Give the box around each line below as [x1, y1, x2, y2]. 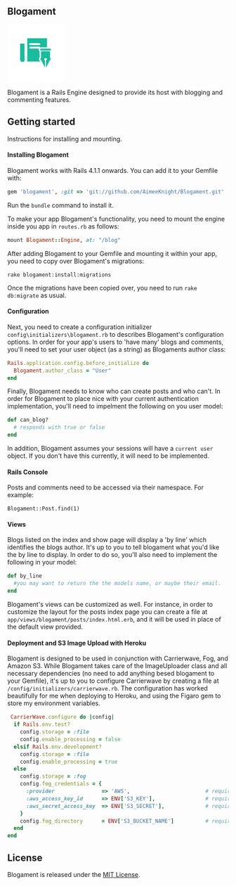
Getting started [7, 116, 76, 128]
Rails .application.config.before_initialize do [7, 359, 150, 366]
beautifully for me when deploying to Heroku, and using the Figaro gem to [7, 692, 221, 700]
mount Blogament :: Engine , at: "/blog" [7, 236, 121, 243]
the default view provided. [7, 622, 83, 631]
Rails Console [7, 468, 48, 476]
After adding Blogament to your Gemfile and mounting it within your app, [7, 249, 218, 257]
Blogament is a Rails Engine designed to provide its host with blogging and [7, 88, 223, 96]
